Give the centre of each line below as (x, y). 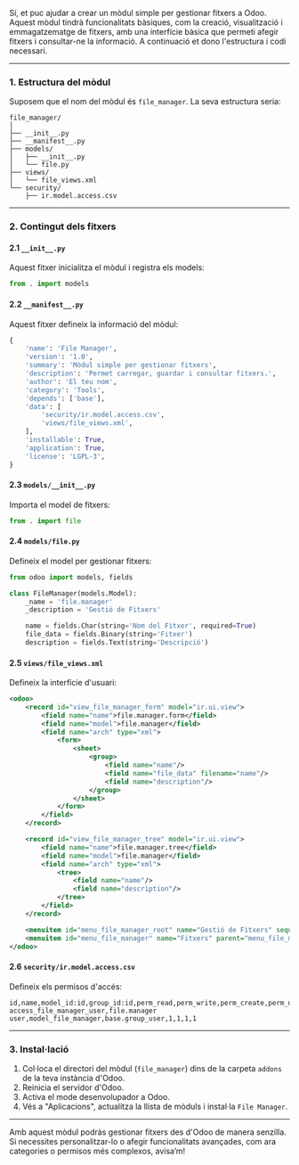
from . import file (45, 521)
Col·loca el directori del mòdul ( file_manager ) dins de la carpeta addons (152, 1068)
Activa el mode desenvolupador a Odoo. (96, 1096)
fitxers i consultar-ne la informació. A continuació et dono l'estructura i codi (148, 41)
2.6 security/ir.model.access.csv (72, 967)
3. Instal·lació (39, 1049)
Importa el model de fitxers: (60, 505)
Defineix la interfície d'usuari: (63, 683)
